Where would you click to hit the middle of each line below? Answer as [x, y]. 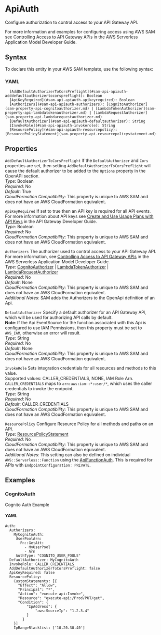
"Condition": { [33, 602]
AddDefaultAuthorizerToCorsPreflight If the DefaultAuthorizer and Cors [77, 160]
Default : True [18, 191]
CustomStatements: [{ [35, 581]
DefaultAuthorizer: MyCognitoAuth [44, 560]
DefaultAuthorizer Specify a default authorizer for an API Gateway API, [76, 312]
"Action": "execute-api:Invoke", [51, 594]
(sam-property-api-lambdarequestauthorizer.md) [54, 117]
